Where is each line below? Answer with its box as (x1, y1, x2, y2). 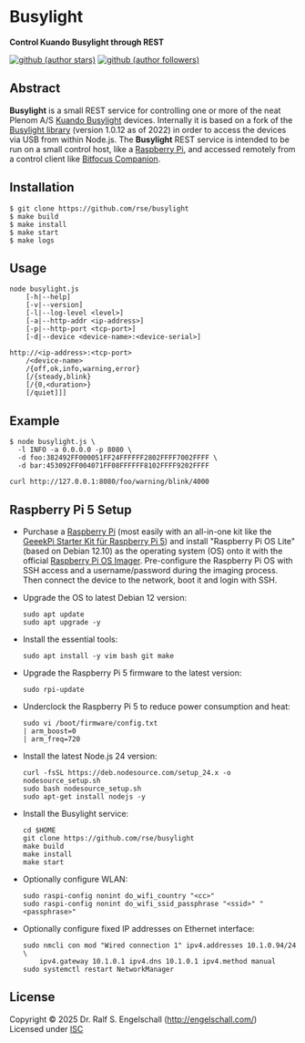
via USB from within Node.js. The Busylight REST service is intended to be (9, 134, 290, 145)
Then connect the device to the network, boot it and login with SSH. (22, 574, 278, 585)
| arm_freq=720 (22, 735, 81, 744)
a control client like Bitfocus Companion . (9, 153, 161, 164)
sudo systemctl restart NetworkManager (22, 965, 175, 974)
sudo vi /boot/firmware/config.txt (22, 718, 158, 728)
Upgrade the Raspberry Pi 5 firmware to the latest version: (22, 667, 242, 678)
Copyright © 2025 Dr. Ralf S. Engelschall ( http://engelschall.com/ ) (9, 1014, 258, 1025)
